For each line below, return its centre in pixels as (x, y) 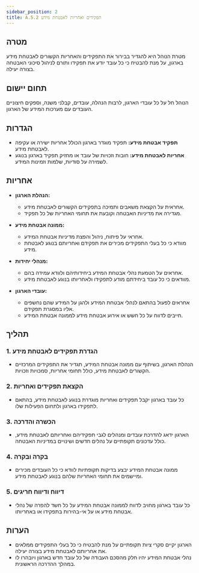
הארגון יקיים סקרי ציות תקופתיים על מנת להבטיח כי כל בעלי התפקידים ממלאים (103, 545)
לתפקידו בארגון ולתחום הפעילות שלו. (56, 406)
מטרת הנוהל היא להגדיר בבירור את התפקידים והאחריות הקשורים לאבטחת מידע (96, 56)
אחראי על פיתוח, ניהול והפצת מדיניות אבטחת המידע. (84, 236)
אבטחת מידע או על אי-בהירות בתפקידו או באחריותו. (74, 511)
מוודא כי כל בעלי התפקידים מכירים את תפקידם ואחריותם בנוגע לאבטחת (105, 243)
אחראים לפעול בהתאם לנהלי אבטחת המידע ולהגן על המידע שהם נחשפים (107, 302)
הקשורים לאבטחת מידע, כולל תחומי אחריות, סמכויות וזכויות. (82, 371)
